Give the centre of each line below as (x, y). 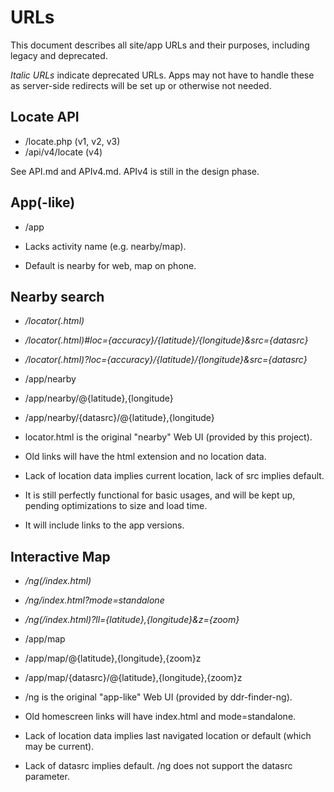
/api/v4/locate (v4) (63, 152)
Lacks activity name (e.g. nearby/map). (105, 246)
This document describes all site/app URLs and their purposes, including (160, 45)
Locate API (45, 117)
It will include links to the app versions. (104, 525)
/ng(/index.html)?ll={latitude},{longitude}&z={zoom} (132, 620)
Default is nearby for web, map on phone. (110, 265)
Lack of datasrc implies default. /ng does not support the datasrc (158, 766)
